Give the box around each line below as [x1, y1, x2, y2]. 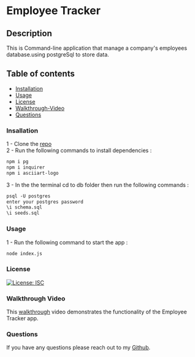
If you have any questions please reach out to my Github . [6, 344, 151, 351]
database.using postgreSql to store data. [6, 51, 109, 58]
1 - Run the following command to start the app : [6, 239, 128, 246]
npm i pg [6, 159, 29, 165]
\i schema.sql [6, 204, 43, 210]
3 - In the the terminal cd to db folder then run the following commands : [6, 181, 189, 188]
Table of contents [6, 69, 75, 79]
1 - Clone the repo [6, 140, 52, 148]
